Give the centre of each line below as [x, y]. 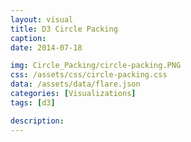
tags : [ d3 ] [33, 102]
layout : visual [42, 19]
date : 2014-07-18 [46, 47]
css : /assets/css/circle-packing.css [89, 75]
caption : [28, 38]
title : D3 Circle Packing [64, 29]
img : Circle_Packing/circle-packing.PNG [96, 66]
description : [37, 121]
